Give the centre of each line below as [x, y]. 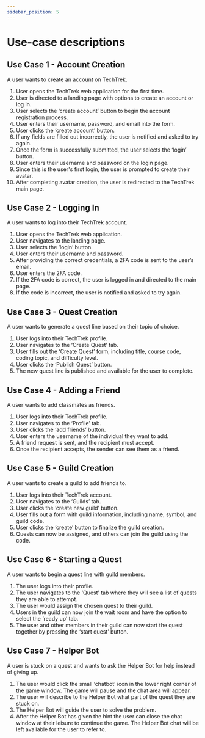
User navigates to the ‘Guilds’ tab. [58, 501]
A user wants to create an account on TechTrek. [67, 79]
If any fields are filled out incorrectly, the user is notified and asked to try [107, 137]
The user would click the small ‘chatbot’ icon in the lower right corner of [106, 684]
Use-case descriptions [66, 42]
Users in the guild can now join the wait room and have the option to [102, 612]
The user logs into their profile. [55, 586]
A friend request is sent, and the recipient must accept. [85, 443]
